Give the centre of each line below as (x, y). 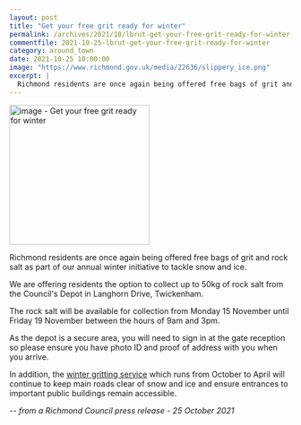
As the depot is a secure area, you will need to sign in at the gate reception (147, 337)
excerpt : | (30, 76)
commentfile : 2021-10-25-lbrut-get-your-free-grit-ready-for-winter (140, 42)
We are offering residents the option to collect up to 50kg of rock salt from (146, 284)
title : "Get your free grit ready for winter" (98, 26)
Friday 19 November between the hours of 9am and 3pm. (115, 320)
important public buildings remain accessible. (93, 393)
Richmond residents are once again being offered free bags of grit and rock (149, 257)
